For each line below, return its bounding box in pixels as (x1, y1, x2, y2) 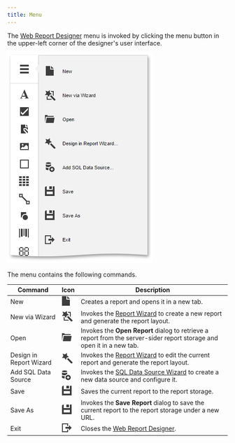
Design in (10, 351, 38, 360)
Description (135, 286, 171, 294)
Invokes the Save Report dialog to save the (80, 398, 205, 407)
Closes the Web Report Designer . (80, 424, 177, 433)
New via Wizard (10, 313, 56, 321)
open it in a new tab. (80, 341, 139, 349)
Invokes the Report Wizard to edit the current (80, 351, 210, 360)
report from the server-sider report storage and (80, 333, 218, 342)
